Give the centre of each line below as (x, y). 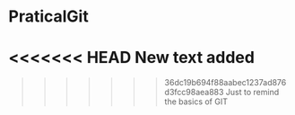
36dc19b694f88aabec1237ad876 (226, 83)
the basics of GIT (196, 102)
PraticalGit (48, 17)
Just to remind (252, 93)
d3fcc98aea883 (194, 93)
